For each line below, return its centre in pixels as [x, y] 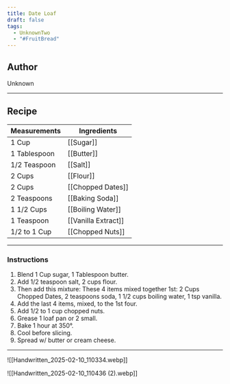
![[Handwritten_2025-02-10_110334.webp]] [67, 360]
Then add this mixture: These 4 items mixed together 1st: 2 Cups [108, 289]
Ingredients [98, 131]
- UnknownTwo [32, 33]
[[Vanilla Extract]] [96, 221]
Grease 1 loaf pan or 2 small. [57, 318]
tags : [15, 26]
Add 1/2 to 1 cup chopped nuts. [61, 311]
